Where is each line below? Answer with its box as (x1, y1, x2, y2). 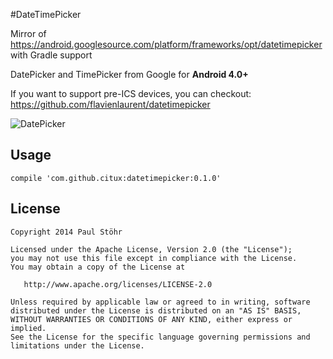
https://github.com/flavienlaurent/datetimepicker (10, 99, 211, 110)
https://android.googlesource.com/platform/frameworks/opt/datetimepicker (10, 39, 323, 50)
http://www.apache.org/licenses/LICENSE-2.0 (23, 279, 213, 289)
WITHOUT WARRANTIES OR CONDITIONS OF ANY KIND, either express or (10, 314, 293, 324)
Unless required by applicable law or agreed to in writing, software (10, 297, 311, 307)
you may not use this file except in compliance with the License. (10, 253, 298, 263)
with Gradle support (10, 49, 93, 61)
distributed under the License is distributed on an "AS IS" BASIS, (10, 305, 302, 316)
